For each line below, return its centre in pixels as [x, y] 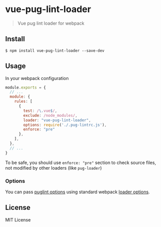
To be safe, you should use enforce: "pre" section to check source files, [81, 163]
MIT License [18, 219]
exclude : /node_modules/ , [51, 115]
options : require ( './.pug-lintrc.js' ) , [65, 125]
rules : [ [23, 102]
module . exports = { [26, 87]
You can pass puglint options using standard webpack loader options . [77, 192]
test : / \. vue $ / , [40, 111]
